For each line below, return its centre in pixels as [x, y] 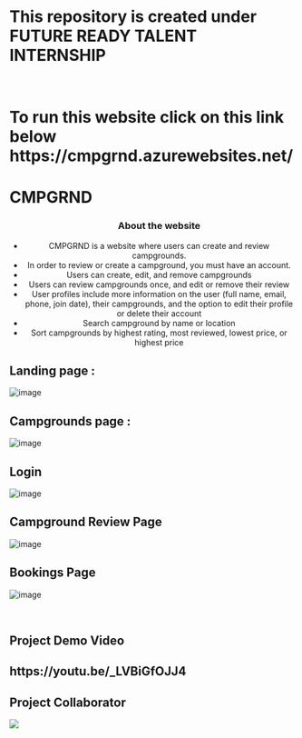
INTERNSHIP [58, 55]
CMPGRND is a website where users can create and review [159, 245]
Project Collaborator [68, 702]
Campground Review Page [86, 522]
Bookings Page [53, 573]
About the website [159, 226]
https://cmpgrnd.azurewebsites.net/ [151, 156]
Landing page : [52, 371]
